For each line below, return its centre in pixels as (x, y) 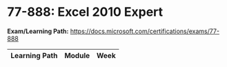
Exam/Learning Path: (38, 31)
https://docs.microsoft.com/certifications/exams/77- (145, 31)
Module (77, 55)
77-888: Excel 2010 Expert (85, 12)
